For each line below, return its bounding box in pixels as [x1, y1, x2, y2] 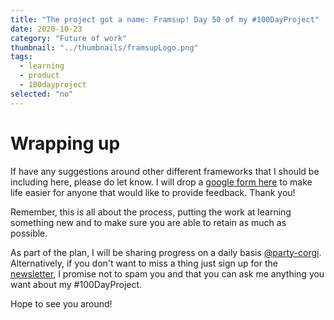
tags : [10, 52, 33, 62]
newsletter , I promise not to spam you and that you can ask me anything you [10, 267, 325, 280]
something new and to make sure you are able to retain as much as [10, 216, 287, 228]
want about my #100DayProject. [10, 278, 143, 290]
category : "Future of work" [10, 33, 128, 43]
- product [19, 71, 60, 81]
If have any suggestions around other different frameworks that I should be [10, 165, 320, 177]
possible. [10, 227, 48, 239]
